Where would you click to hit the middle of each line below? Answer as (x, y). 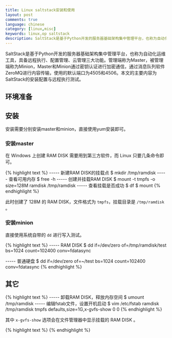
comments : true (21, 19)
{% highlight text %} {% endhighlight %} (48, 330)
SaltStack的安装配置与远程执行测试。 (45, 79)
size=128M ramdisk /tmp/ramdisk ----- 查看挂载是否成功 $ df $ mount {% (83, 186)
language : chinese (25, 24)
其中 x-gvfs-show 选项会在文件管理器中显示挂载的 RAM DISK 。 (72, 320)
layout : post (19, 15)
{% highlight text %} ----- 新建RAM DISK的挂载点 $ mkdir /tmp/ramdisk (81, 173)
